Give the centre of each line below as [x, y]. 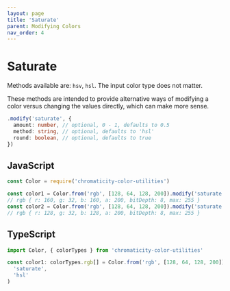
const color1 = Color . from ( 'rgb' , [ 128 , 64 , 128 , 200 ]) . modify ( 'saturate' [116, 194]
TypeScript [31, 234]
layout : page [26, 13]
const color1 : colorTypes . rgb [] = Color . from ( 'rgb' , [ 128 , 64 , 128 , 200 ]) [116, 263]
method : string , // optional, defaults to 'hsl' [84, 131]
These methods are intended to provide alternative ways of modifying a [108, 99]
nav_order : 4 [26, 33]
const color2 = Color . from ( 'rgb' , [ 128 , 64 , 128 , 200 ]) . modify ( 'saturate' [116, 207]
